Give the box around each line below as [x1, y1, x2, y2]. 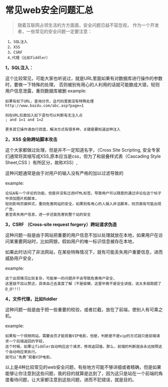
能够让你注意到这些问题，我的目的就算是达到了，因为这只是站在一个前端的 [5, 370, 158, 376]
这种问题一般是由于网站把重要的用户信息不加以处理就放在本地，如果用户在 [5, 232, 158, 238]
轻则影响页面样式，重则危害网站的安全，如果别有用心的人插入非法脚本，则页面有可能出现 [5, 201, 161, 206]
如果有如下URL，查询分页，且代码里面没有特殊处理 [5, 99, 94, 104]
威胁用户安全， [5, 255, 36, 261]
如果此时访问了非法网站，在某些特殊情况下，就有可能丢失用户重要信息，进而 [5, 249, 163, 255]
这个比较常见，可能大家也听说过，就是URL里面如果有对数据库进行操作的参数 [5, 75, 163, 81]
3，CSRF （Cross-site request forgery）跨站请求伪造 [5, 221, 117, 227]
